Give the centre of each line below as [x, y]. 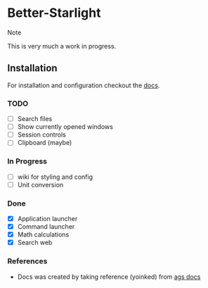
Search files [35, 119]
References [27, 261]
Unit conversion [40, 184]
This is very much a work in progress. [62, 46]
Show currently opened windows [65, 127]
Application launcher [47, 219]
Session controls [42, 134]
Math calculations [43, 234]
